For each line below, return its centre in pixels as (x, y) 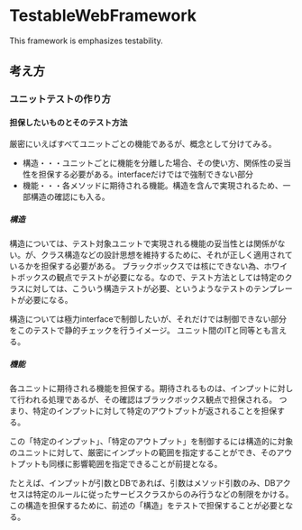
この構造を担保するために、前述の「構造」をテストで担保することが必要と (147, 506)
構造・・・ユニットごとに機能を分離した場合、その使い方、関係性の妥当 (156, 163)
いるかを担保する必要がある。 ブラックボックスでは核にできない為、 (137, 266)
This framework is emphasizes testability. (87, 41)
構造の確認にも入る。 (70, 197)
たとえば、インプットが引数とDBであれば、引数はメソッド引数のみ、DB (142, 483)
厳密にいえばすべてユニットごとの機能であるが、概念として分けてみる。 (143, 144)
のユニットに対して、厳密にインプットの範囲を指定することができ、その (143, 452)
